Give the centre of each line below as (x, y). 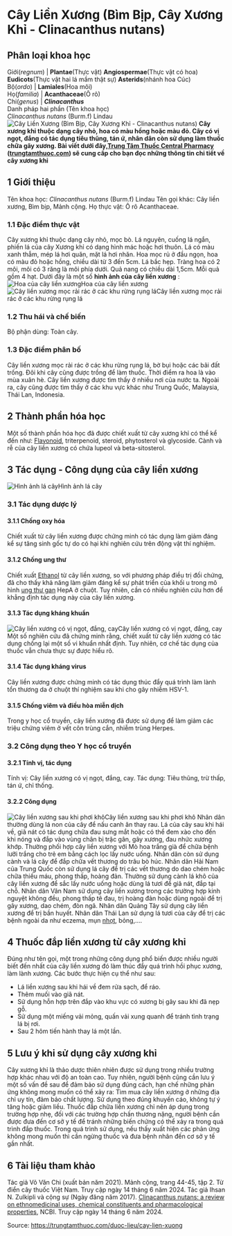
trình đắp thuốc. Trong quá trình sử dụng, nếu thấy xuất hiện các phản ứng (114, 1129)
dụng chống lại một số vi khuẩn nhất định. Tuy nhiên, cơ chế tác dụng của (113, 643)
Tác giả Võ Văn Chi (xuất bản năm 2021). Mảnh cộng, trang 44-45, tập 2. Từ (115, 1183)
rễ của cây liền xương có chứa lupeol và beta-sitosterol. (87, 447)
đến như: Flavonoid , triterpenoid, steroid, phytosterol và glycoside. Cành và (115, 440)
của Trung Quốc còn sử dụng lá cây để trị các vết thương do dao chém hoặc (116, 868)
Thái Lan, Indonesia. (36, 394)
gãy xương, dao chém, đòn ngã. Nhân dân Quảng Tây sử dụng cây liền (108, 905)
